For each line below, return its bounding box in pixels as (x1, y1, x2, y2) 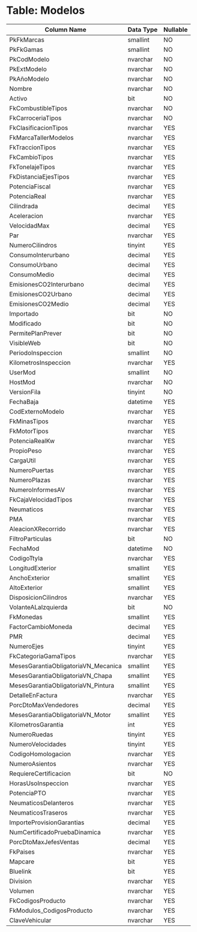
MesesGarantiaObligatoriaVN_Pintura (9, 681, 115, 689)
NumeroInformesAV (9, 485, 65, 494)
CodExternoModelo (9, 407, 65, 415)
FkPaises (9, 847, 35, 856)
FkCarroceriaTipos (9, 114, 62, 122)
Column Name (44, 25, 86, 34)
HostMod (9, 377, 36, 386)
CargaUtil (9, 456, 36, 464)
